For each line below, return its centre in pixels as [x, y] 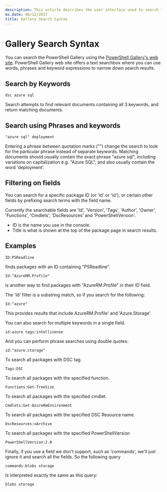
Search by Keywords [38, 83]
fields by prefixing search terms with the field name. [58, 200]
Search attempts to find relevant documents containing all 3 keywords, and [82, 105]
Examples [21, 246]
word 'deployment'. [25, 167]
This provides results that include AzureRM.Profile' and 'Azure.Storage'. [78, 313]
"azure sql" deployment [30, 137]
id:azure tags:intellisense [34, 332]
